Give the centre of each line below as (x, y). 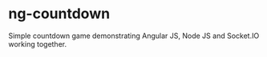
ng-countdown (59, 14)
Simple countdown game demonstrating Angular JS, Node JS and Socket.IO (134, 36)
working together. (37, 44)
